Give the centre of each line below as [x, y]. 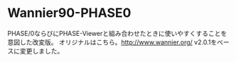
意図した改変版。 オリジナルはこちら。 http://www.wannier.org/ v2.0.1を [112, 42]
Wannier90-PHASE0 [69, 13]
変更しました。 [42, 51]
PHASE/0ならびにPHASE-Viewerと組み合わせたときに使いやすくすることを [117, 33]
